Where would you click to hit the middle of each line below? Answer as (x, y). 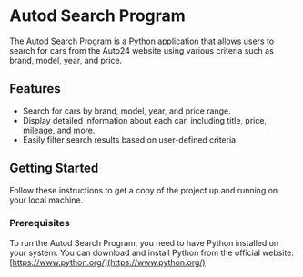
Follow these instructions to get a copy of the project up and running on (144, 190)
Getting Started (54, 168)
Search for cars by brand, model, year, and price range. (126, 111)
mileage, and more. (59, 130)
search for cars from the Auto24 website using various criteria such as (142, 50)
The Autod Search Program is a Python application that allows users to (142, 41)
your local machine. (46, 200)
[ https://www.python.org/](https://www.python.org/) (108, 262)
